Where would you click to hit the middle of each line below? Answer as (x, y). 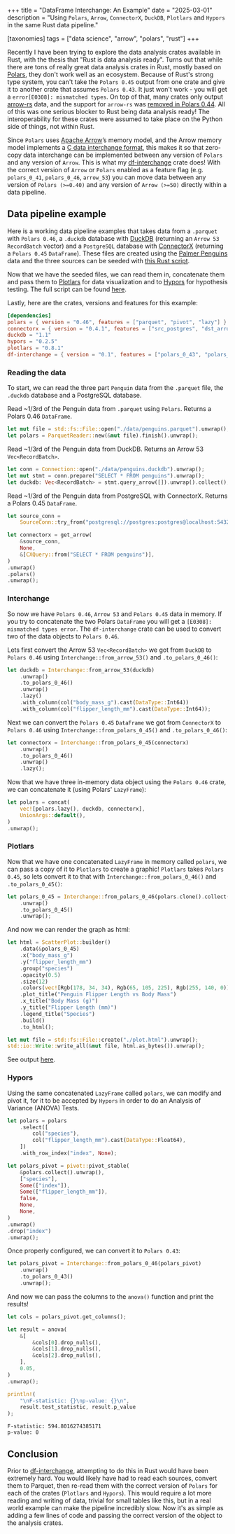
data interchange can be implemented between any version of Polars (123, 155)
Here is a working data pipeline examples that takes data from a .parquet (113, 231)
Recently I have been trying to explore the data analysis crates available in (114, 52)
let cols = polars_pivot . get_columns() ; (67, 1317)
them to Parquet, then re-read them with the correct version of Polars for (113, 1485)
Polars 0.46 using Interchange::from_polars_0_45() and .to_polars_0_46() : (117, 730)
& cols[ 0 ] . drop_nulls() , (67, 1343)
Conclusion (33, 1454)
